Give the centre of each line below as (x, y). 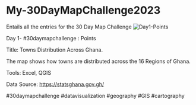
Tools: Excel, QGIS (29, 72)
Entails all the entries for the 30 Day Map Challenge (69, 27)
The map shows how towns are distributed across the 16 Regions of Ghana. (99, 61)
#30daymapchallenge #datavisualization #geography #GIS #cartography (96, 96)
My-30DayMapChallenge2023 (83, 10)
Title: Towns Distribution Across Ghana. (54, 50)
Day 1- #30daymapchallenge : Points (51, 38)
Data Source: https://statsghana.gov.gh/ (55, 84)
